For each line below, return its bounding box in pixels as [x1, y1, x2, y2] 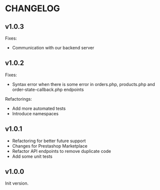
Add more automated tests [12, 106, 66, 111]
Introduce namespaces [12, 110, 59, 116]
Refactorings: [5, 96, 32, 102]
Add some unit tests [12, 153, 53, 159]
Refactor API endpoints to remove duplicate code [12, 148, 111, 154]
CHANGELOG [5, 3, 60, 14]
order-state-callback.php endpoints [12, 86, 84, 92]
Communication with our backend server [12, 45, 94, 50]
